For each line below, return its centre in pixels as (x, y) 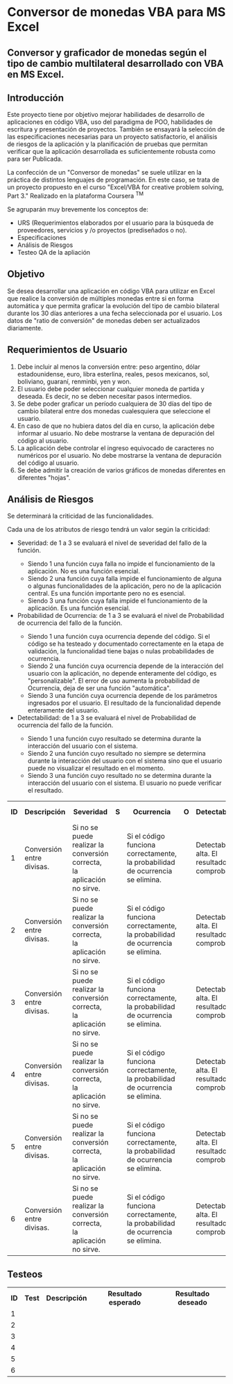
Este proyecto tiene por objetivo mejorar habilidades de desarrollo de (106, 115)
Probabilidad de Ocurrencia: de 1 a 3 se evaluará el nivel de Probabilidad (121, 616)
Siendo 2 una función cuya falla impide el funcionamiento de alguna (124, 579)
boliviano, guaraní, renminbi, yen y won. (74, 381)
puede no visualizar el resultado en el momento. (96, 768)
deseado (192, 1303)
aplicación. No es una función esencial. (84, 571)
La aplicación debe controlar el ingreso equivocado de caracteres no (115, 448)
